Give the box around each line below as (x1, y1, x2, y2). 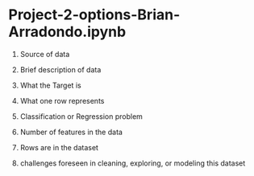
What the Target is (19, 80, 82, 90)
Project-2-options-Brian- (8, 6, 181, 24)
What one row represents (19, 96, 105, 105)
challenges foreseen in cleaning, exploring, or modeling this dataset (19, 158, 246, 168)
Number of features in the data (19, 127, 123, 137)
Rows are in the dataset (19, 142, 99, 152)
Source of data (19, 49, 70, 59)
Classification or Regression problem (19, 111, 144, 121)
